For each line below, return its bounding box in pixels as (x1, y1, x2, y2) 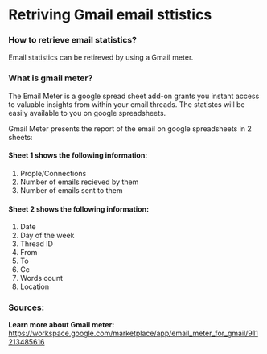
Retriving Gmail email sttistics (8, 6, 212, 24)
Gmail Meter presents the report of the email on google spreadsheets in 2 (8, 123, 252, 134)
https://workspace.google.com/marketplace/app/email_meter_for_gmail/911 (8, 328, 259, 339)
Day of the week (19, 231, 75, 241)
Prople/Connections (19, 168, 87, 178)
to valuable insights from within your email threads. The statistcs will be (8, 99, 245, 109)
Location (19, 282, 50, 291)
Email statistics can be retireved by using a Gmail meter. (8, 52, 194, 62)
